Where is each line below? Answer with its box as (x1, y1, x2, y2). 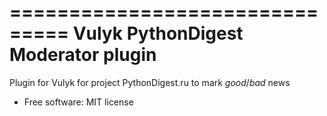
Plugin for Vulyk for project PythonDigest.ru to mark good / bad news (9, 76, 291, 88)
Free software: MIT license (23, 96, 134, 108)
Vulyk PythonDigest (72, 22, 244, 45)
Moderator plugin (9, 44, 157, 66)
